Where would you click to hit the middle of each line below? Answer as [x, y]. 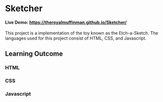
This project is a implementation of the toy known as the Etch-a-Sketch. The [82, 33]
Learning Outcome [34, 53]
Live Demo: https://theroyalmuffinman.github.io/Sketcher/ [66, 22]
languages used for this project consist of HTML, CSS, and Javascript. [76, 38]
